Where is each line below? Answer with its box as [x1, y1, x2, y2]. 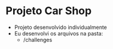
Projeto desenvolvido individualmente [14, 24, 107, 31]
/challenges [23, 36, 53, 43]
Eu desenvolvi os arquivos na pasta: [14, 30, 103, 37]
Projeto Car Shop [5, 4, 92, 18]
